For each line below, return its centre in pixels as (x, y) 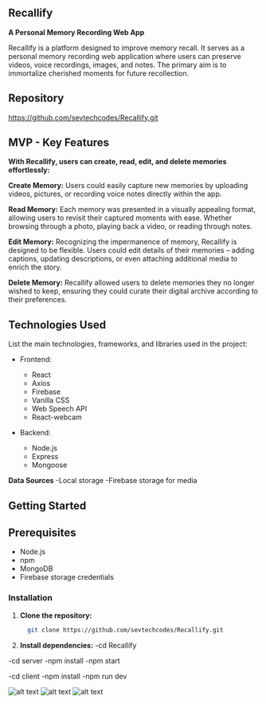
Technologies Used (57, 325)
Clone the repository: (56, 615)
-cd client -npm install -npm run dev (68, 676)
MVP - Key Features (59, 143)
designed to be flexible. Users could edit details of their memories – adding (131, 250)
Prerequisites (42, 533)
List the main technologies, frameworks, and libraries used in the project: (128, 344)
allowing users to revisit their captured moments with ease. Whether (120, 218)
